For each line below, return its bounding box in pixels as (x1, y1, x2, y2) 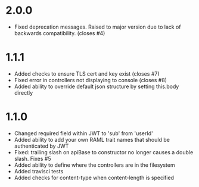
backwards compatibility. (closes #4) (14, 29, 105, 36)
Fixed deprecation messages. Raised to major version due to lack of (14, 23, 181, 30)
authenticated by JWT (14, 142, 69, 149)
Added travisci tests (14, 167, 64, 174)
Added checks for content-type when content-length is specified (14, 174, 174, 181)
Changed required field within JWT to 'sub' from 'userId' (14, 129, 153, 137)
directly (14, 89, 33, 96)
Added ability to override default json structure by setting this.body (14, 83, 179, 90)
